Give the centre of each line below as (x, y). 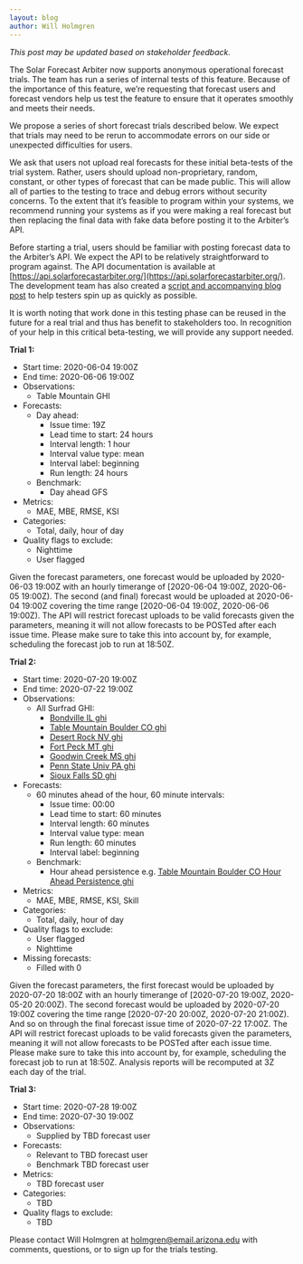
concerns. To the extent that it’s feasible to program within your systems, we (151, 201)
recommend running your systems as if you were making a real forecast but (151, 210)
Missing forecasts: (57, 958)
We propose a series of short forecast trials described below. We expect (144, 125)
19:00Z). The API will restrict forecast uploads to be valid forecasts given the (152, 615)
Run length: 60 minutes (93, 842)
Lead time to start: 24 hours (101, 434)
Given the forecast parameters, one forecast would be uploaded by (134, 576)
